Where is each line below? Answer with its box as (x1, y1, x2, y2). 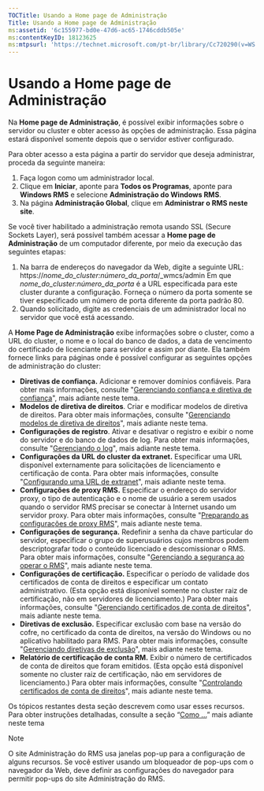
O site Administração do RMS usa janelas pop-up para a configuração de (8, 749, 246, 759)
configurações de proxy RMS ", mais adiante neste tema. (19, 519, 203, 529)
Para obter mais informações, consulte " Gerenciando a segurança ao (19, 552, 244, 562)
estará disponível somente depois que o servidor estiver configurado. (8, 135, 235, 144)
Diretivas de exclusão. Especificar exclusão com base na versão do (19, 619, 242, 629)
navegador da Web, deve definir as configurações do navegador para (8, 766, 235, 775)
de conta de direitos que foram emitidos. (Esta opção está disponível (19, 661, 244, 670)
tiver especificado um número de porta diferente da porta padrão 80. (19, 296, 244, 306)
